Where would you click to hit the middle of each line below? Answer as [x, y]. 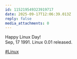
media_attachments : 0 [27, 23]
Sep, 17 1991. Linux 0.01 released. [39, 42]
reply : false [18, 19]
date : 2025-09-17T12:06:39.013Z [38, 14]
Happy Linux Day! [23, 37]
